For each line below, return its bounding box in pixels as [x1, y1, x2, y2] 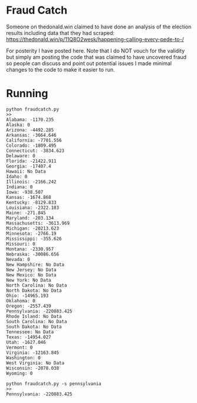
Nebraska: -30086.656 [6, 251, 60, 257]
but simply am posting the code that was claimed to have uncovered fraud [6, 53, 187, 60]
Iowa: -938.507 [6, 189, 44, 195]
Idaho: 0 [6, 173, 28, 179]
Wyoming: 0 [6, 370, 33, 376]
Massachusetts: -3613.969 [6, 220, 70, 226]
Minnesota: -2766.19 [6, 230, 57, 237]
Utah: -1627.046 [6, 339, 46, 345]
